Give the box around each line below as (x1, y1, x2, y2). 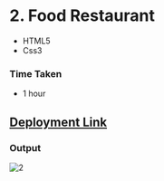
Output (9, 141, 42, 154)
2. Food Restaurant (9, 5, 156, 26)
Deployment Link (9, 114, 107, 129)
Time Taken (9, 67, 63, 80)
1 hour (22, 88, 46, 100)
